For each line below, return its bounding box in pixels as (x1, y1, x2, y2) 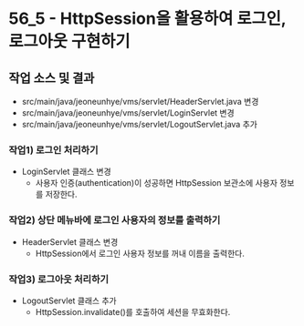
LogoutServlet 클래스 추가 (21, 295, 117, 306)
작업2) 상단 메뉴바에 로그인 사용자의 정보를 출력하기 (8, 214, 221, 227)
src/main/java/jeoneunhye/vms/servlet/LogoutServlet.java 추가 (21, 119, 257, 129)
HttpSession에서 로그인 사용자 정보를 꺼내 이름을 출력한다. (35, 248, 246, 259)
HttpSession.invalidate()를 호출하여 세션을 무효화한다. (35, 306, 231, 317)
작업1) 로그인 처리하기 (8, 143, 99, 156)
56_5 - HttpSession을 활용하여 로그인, (8, 8, 287, 29)
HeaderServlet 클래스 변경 (21, 236, 119, 247)
